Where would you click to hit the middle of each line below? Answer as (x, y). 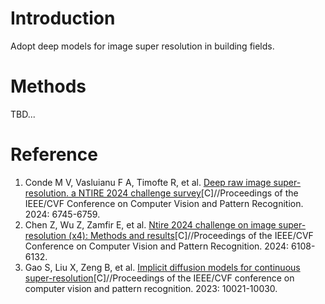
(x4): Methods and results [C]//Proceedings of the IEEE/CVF (191, 235)
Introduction (63, 18)
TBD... (23, 114)
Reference (54, 154)
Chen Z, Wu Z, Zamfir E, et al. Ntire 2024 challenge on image (150, 224)
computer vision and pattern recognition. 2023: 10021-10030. (151, 288)
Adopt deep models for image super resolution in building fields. (142, 46)
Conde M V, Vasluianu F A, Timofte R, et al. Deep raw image (148, 182)
